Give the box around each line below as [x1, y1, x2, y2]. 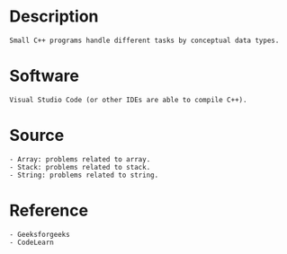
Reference [9, 200, 88, 221]
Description [9, 6, 99, 27]
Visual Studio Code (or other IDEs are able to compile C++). [9, 95, 247, 104]
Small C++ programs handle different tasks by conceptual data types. [9, 36, 280, 45]
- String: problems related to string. [9, 171, 159, 180]
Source [9, 126, 65, 145]
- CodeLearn [9, 238, 54, 247]
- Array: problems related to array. [9, 154, 151, 163]
